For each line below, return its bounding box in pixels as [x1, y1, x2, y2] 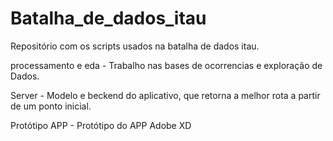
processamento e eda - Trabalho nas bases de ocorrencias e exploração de [10, 59, 323, 71]
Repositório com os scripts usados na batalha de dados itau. [10, 40, 260, 52]
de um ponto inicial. [10, 100, 92, 112]
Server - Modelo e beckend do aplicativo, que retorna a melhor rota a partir [10, 89, 321, 101]
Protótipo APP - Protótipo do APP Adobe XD [10, 119, 192, 131]
